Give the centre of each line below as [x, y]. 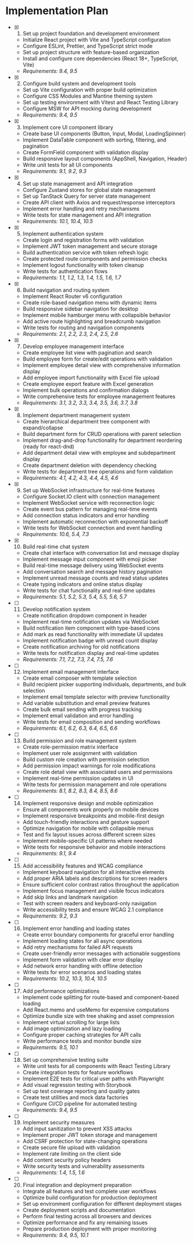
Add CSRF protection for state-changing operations [85, 1141]
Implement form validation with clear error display [83, 960]
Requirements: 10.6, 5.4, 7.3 [56, 534]
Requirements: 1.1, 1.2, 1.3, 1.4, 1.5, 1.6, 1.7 [72, 277]
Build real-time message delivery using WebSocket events [93, 565]
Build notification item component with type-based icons [91, 628]
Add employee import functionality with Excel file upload [91, 378]
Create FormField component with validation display [86, 152]
